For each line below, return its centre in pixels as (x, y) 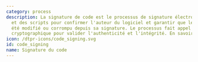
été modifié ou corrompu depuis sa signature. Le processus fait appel (101, 28)
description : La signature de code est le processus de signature (89, 17)
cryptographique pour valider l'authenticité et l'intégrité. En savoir (103, 34)
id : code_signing (27, 45)
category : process (29, 12)
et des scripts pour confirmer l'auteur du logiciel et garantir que (98, 22)
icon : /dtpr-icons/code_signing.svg (51, 39)
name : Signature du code (37, 50)
